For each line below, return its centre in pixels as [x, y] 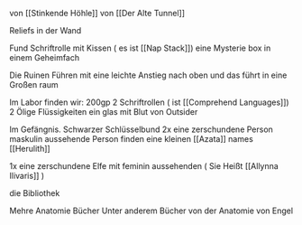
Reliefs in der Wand [46, 30]
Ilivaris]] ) [27, 176]
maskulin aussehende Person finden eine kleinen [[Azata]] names [132, 139]
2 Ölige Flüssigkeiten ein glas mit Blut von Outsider [104, 112]
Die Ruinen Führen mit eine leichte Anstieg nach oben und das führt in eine [148, 75]
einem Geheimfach [44, 57]
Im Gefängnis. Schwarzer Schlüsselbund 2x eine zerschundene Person [141, 129]
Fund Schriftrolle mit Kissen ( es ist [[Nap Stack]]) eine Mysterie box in [140, 48]
